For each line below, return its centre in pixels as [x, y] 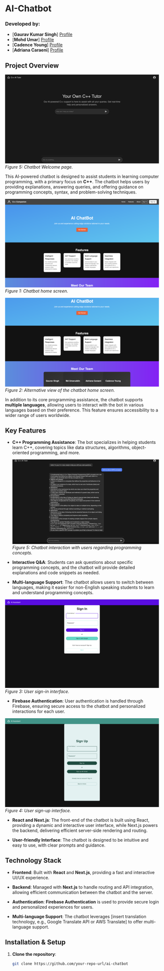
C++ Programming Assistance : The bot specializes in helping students [84, 442]
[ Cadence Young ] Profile [37, 45]
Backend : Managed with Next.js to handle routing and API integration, [83, 887]
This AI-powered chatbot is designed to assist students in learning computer [82, 176]
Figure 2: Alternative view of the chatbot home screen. [60, 390]
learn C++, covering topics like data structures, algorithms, [71, 448]
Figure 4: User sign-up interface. [38, 810]
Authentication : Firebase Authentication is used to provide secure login [86, 901]
